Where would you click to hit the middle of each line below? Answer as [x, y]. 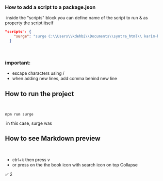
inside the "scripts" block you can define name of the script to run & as [77, 18]
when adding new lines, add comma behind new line [65, 79]
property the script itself [29, 23]
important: [18, 63]
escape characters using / [38, 73]
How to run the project [40, 94]
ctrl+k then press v [31, 160]
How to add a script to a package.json [50, 7]
